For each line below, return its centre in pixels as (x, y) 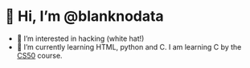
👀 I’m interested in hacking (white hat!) (80, 38)
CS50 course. (39, 55)
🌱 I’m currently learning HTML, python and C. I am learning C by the (129, 46)
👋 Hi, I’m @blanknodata (84, 16)
